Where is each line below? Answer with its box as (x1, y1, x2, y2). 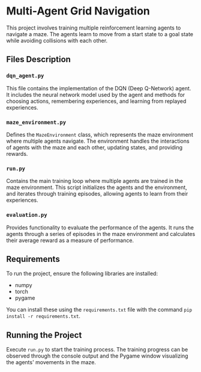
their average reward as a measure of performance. (6, 237, 134, 244)
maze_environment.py (6, 119, 67, 126)
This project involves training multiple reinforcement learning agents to (6, 24, 181, 31)
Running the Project (6, 330, 82, 340)
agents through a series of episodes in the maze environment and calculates (6, 230, 196, 237)
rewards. (6, 150, 28, 157)
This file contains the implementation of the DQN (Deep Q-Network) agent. (6, 84, 191, 91)
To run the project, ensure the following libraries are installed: (6, 270, 158, 277)
